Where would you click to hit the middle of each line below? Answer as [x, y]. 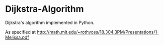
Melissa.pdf [17, 37]
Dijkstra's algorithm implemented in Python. [50, 22]
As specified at [21, 32]
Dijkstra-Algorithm [44, 9]
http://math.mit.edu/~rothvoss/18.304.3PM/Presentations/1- [98, 32]
